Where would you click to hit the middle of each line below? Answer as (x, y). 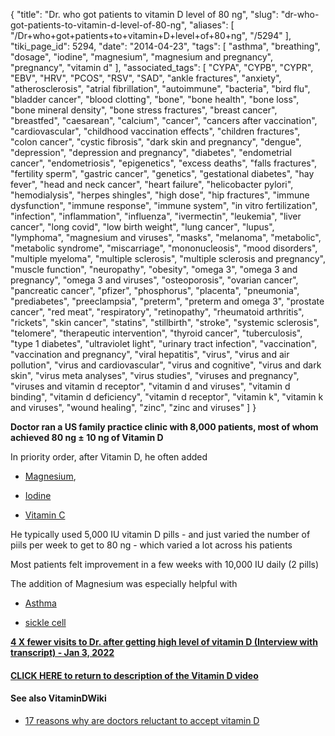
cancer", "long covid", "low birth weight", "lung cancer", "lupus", (142, 227)
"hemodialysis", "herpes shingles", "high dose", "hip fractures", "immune (160, 195)
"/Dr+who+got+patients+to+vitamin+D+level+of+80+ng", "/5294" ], (151, 35)
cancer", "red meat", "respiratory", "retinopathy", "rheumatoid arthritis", (157, 312)
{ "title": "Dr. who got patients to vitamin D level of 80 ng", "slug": (144, 14)
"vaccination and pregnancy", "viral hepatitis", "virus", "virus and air (150, 354)
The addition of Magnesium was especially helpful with (124, 583)
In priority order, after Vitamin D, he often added (109, 457)
